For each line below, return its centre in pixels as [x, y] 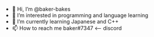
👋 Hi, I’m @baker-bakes [41, 9]
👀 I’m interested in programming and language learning [80, 15]
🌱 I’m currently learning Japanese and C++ [65, 21]
